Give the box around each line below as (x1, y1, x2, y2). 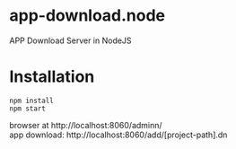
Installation (9, 66, 95, 87)
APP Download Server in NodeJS (9, 35, 132, 46)
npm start (9, 104, 47, 113)
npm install (9, 96, 54, 105)
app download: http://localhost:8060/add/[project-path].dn (9, 129, 228, 140)
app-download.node (9, 5, 166, 26)
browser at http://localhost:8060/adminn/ (9, 119, 163, 130)
